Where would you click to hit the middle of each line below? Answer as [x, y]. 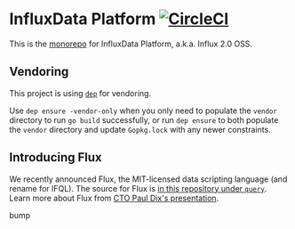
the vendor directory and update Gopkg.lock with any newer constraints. [140, 129]
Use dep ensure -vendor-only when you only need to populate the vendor [144, 110]
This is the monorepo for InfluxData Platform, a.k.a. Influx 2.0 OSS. [131, 44]
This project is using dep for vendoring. [80, 93]
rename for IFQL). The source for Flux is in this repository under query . [138, 188]
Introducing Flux [56, 157]
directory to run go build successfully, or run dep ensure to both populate [144, 119]
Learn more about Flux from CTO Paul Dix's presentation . [114, 198]
